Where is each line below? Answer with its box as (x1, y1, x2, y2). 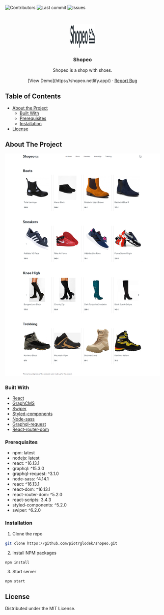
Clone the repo (12, 531, 43, 536)
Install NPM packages (12, 550, 56, 556)
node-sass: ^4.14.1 (12, 476, 49, 482)
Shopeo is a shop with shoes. (53, 67, 112, 73)
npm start (5, 579, 26, 584)
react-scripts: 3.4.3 (12, 497, 52, 503)
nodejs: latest (12, 455, 40, 461)
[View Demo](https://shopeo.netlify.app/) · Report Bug (27, 78, 137, 84)
